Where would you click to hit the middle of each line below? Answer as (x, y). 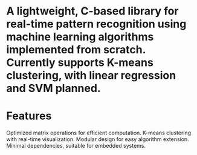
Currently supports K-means (80, 63)
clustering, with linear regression (91, 75)
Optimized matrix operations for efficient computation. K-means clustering (99, 133)
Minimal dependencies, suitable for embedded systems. (76, 146)
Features (29, 116)
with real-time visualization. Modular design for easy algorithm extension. (98, 139)
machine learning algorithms (80, 37)
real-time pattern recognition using (96, 24)
